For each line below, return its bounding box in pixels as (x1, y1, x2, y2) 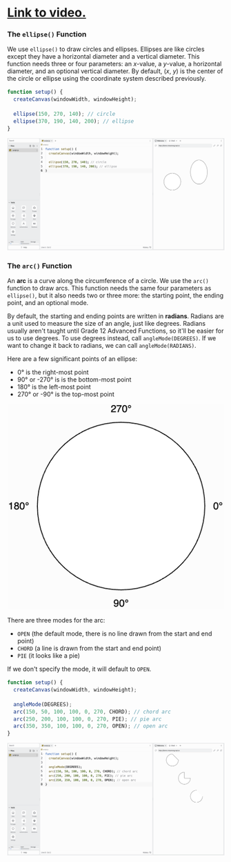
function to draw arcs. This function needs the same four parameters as (7, 284, 212, 293)
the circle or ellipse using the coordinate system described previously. (7, 75, 207, 83)
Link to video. (7, 5, 86, 21)
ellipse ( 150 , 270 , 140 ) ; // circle (13, 110, 116, 118)
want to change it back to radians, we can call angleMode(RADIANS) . (7, 342, 197, 350)
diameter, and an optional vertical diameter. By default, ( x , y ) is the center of (7, 67, 223, 75)
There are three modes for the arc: (7, 616, 106, 625)
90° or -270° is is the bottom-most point (17, 375, 132, 384)
